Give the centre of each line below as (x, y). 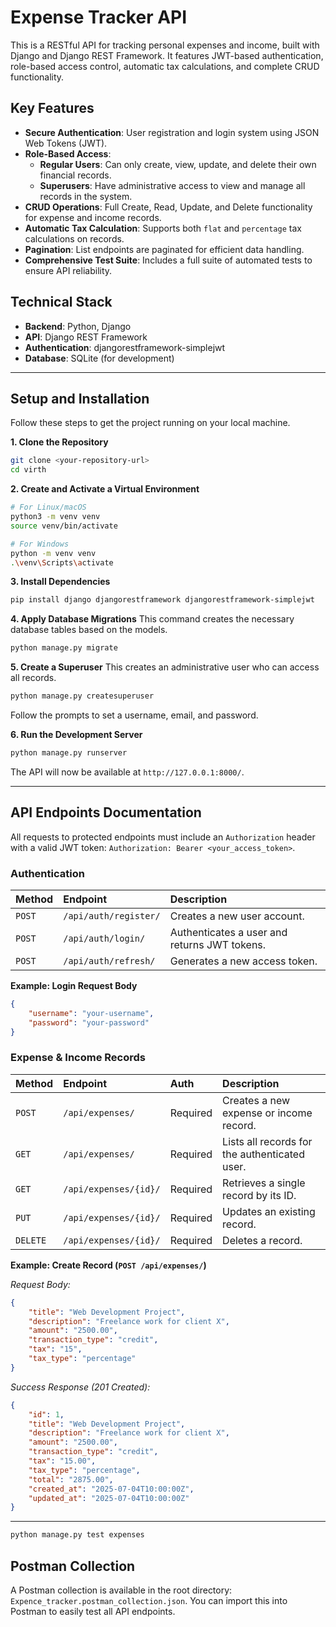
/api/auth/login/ (104, 938)
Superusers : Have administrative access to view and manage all (172, 185)
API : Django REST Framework (86, 337)
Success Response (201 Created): (80, 1387)
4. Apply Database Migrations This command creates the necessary (152, 619)
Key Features (52, 108)
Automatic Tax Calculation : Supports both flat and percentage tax (163, 228)
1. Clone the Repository (59, 442)
